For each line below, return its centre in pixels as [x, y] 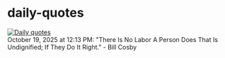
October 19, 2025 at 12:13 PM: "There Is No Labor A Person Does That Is [112, 39]
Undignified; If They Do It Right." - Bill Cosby [72, 47]
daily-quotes [46, 13]
